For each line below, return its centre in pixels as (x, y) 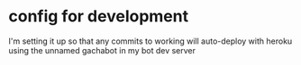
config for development (99, 16)
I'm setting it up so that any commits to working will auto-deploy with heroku (150, 41)
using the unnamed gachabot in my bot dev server (102, 50)
